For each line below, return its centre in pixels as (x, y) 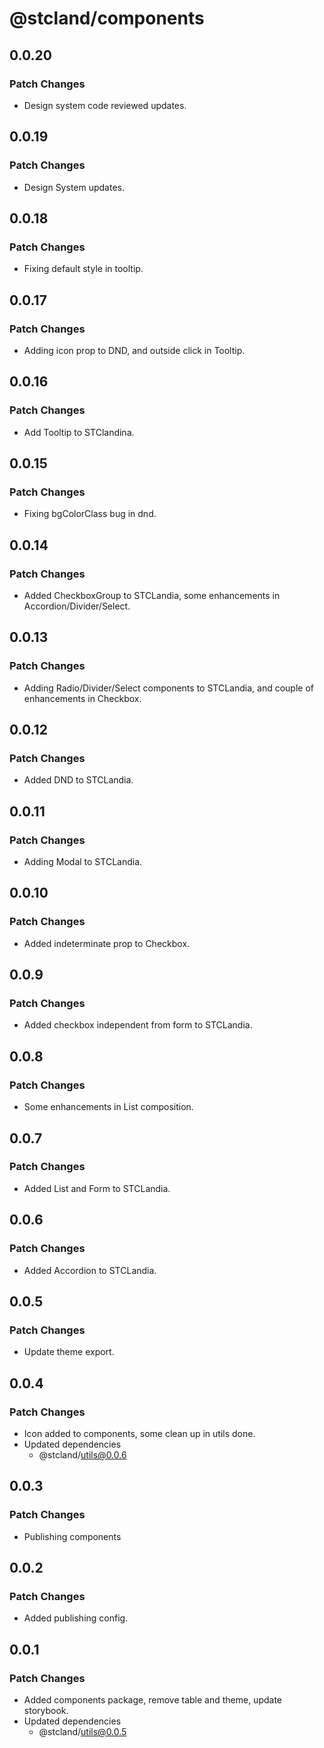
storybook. (46, 1710)
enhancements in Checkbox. (82, 698)
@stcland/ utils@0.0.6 (82, 1454)
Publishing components (72, 1536)
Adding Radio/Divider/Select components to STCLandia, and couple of (168, 688)
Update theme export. (69, 1352)
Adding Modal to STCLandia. (83, 862)
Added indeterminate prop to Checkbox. (107, 943)
